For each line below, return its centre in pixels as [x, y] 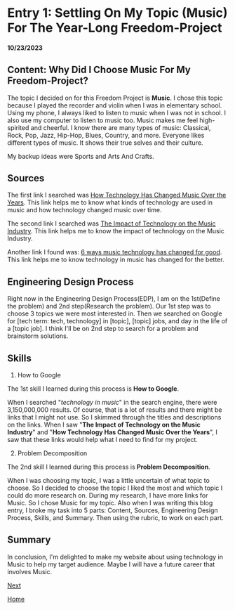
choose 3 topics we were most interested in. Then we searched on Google [115, 313]
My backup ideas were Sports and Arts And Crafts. [81, 156]
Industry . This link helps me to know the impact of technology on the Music [116, 231]
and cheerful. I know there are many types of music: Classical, [121, 127]
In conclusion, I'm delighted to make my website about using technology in [115, 557]
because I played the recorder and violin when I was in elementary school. [115, 105]
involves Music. [30, 571]
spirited [18, 127]
